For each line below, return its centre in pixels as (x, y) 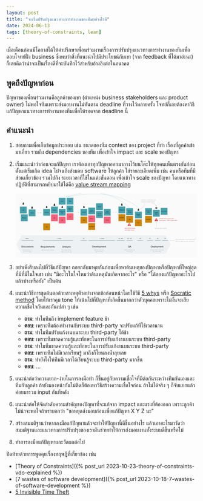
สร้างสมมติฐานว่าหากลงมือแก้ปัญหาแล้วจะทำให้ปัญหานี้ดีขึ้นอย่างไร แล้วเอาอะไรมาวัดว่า (100, 423)
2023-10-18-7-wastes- (166, 479)
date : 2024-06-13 (28, 25)
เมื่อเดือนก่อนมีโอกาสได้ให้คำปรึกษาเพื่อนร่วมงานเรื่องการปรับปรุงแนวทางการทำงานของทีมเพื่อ (98, 50)
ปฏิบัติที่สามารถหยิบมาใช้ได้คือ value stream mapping (73, 184)
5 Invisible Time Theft (42, 492)
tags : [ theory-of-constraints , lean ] (54, 32)
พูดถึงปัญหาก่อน (30, 83)
